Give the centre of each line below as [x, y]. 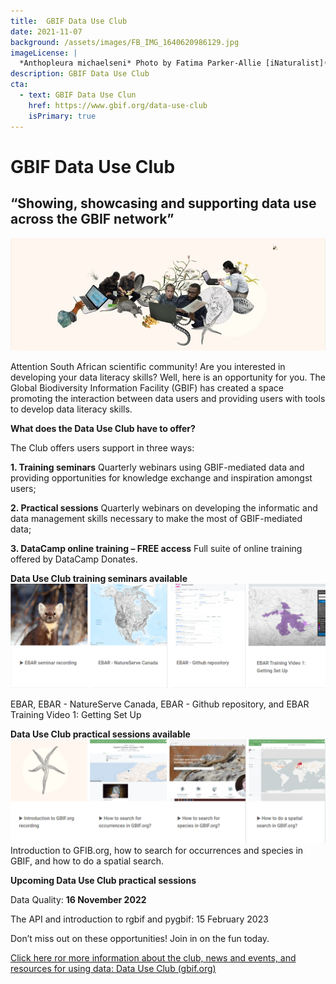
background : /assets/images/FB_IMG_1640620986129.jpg [125, 42]
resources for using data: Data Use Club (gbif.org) [113, 968]
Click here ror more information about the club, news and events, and [153, 957]
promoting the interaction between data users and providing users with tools [168, 398]
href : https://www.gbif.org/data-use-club [118, 105]
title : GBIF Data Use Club [69, 21]
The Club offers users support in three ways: [102, 447]
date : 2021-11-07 [46, 31]
